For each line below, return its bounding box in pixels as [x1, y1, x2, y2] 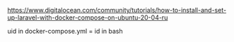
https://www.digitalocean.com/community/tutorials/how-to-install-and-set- [7, 6, 227, 14]
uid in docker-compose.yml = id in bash [7, 27, 124, 35]
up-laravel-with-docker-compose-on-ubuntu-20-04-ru [7, 13, 168, 22]
